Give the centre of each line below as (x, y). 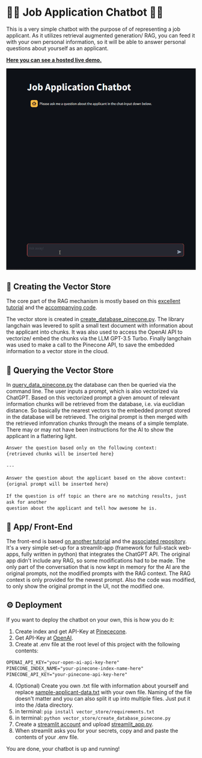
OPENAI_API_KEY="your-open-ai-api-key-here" (63, 662)
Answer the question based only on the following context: (82, 448)
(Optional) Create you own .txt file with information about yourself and (102, 686)
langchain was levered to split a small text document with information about (100, 326)
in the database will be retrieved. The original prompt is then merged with (97, 417)
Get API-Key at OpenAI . (44, 638)
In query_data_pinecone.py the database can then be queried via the (91, 385)
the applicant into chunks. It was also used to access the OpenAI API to (94, 332)
